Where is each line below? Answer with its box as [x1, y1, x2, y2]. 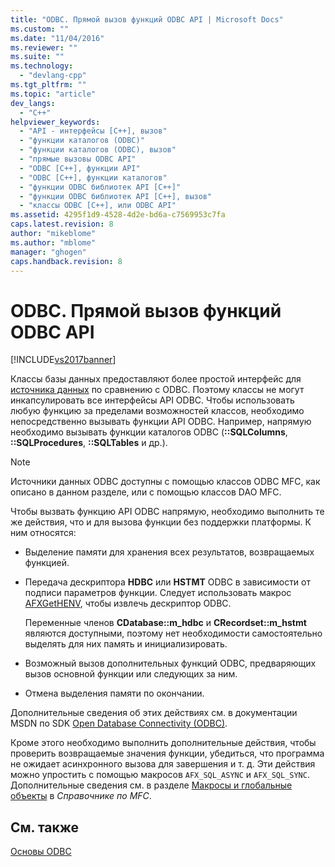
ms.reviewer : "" [10, 42, 78, 53]
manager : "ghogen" [10, 247, 87, 257]
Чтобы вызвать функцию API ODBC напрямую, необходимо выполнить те [10, 506, 325, 518]
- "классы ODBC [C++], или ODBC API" [19, 201, 177, 211]
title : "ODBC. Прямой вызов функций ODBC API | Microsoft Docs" [10, 14, 284, 25]
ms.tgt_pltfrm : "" [10, 80, 87, 90]
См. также [10, 819, 80, 836]
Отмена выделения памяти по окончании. [24, 687, 205, 700]
